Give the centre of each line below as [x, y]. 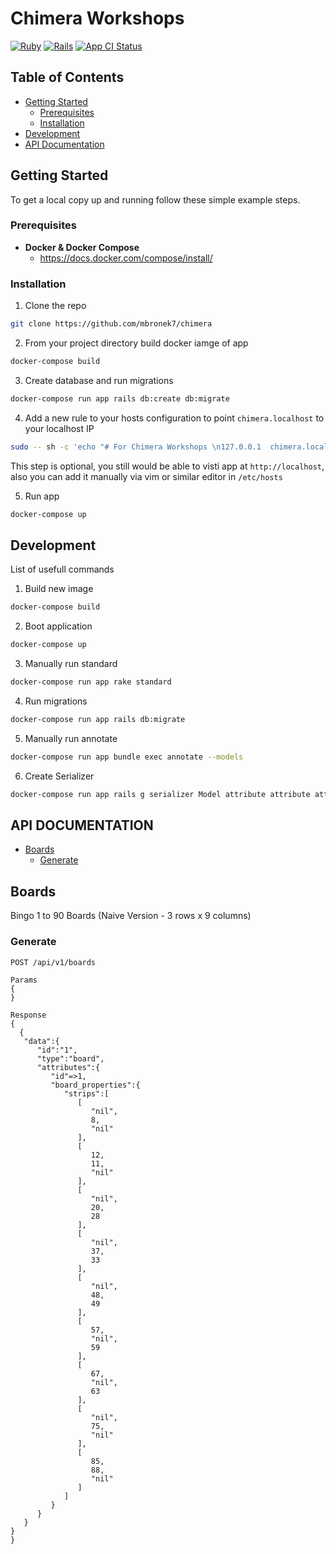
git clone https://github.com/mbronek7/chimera [111, 324]
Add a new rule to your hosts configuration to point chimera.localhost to [174, 418]
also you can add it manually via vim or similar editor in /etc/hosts [146, 476]
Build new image [59, 589]
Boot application [58, 626]
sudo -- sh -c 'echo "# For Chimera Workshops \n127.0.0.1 [136, 447]
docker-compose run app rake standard [91, 682]
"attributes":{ [68, 1067]
